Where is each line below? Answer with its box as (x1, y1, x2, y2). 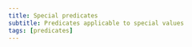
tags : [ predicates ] (8, 26, 74, 34)
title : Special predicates (8, 11, 98, 20)
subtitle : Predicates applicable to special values (8, 19, 184, 27)
